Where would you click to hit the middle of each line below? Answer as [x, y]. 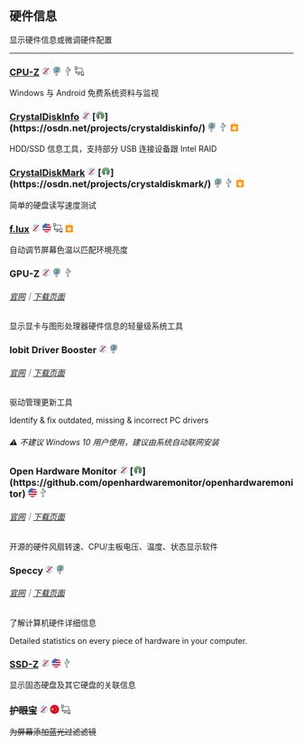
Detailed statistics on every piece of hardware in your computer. [129, 640]
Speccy [26, 570]
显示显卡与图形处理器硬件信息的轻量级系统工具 [96, 326]
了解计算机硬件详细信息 [53, 622]
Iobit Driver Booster [53, 350]
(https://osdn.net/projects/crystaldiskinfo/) [107, 128]
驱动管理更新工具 [41, 402]
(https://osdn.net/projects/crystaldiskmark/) [110, 184]
